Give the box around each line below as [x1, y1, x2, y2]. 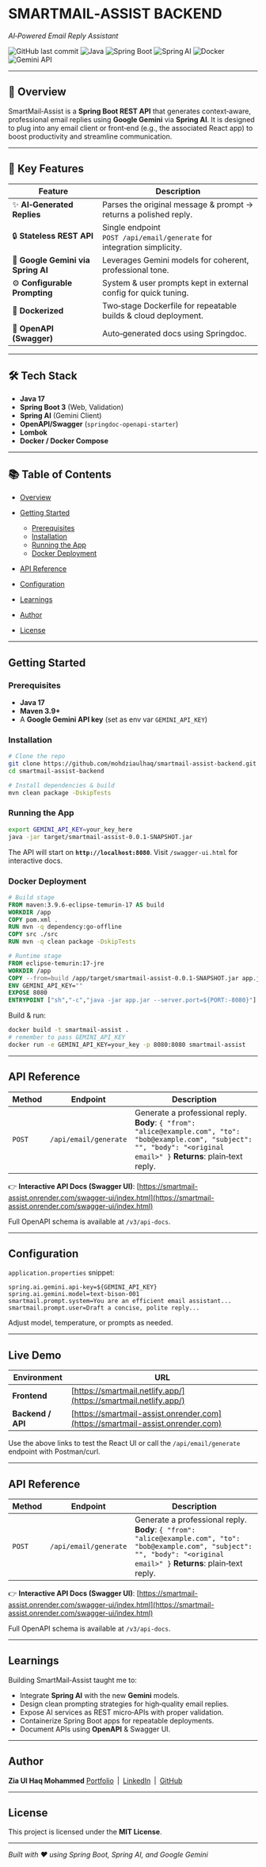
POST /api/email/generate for [102, 232, 212, 243]
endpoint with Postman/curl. [8, 1447, 101, 1456]
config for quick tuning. [102, 287, 189, 298]
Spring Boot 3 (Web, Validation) [19, 402, 124, 412]
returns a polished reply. [102, 209, 193, 220]
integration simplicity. [102, 241, 182, 252]
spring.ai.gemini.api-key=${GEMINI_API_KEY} [8, 1283, 158, 1291]
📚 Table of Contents [8, 467, 112, 481]
